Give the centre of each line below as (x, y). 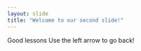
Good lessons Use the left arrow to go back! (71, 40)
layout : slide (28, 14)
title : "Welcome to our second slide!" (66, 20)
